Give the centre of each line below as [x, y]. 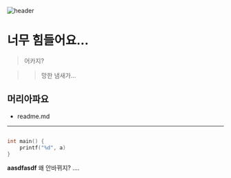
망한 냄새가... [59, 75]
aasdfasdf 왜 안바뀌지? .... [44, 168]
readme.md [33, 116]
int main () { [26, 141]
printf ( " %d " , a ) [43, 148]
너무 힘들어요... [48, 41]
